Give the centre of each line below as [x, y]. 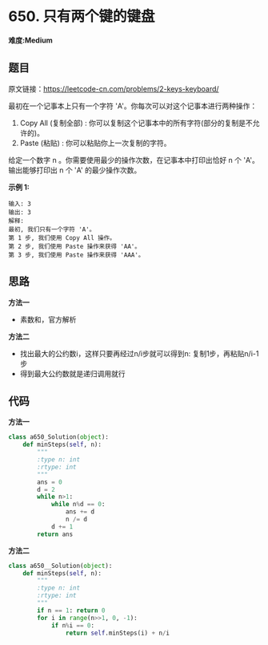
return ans [55, 534]
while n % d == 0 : [78, 505]
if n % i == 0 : [72, 625]
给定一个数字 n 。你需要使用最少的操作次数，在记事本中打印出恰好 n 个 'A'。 [134, 160]
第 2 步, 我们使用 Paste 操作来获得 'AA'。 [75, 246]
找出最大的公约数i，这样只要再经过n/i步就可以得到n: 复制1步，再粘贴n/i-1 [139, 353]
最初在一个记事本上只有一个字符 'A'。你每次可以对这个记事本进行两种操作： [133, 106]
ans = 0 [50, 482]
